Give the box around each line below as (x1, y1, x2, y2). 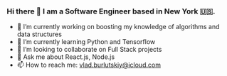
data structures (16, 30, 62, 38)
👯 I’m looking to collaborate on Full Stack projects (16, 45, 162, 54)
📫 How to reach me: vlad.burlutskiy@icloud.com (16, 60, 162, 70)
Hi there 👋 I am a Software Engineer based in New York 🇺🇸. (6, 6, 216, 16)
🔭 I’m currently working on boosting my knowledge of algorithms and (16, 23, 220, 31)
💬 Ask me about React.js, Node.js (16, 53, 115, 61)
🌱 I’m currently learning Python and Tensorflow (16, 38, 156, 46)
